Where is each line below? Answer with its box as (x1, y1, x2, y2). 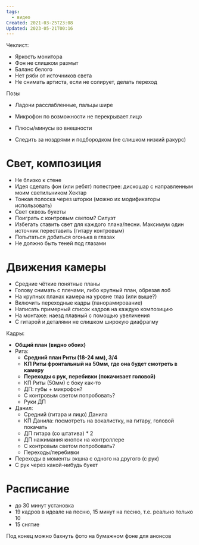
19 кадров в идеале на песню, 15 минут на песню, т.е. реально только (14, 508, 194, 515)
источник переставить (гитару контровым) (14, 227, 125, 234)
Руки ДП (23, 398, 46, 405)
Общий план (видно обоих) (14, 342, 86, 349)
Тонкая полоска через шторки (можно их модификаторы (14, 196, 161, 203)
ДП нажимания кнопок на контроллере (23, 436, 125, 443)
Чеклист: (6, 42, 29, 49)
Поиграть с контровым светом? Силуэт (14, 215, 116, 222)
